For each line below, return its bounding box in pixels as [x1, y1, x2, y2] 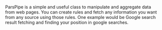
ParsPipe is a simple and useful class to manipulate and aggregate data [5, 4, 152, 10]
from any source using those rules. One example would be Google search [5, 15, 156, 20]
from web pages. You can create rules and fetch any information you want [5, 9, 158, 15]
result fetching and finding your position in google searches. [5, 19, 129, 25]
